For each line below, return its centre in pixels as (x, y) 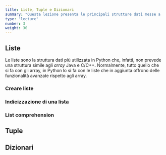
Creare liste (19, 88)
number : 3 (15, 23)
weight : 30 (16, 28)
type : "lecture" (22, 19)
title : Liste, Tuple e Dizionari (40, 10)
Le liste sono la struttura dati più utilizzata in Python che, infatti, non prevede (83, 60)
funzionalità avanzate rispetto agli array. (46, 76)
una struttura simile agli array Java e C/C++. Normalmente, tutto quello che (82, 65)
